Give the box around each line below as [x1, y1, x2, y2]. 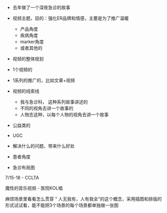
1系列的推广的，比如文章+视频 [12, 78, 75, 83]
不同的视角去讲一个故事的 [20, 105, 74, 111]
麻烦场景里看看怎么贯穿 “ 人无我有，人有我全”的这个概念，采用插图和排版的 [5, 196, 162, 202]
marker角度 [20, 39, 44, 45]
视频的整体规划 [12, 56, 44, 62]
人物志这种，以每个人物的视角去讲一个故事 [20, 112, 109, 118]
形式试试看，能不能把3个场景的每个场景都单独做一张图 [5, 202, 119, 208]
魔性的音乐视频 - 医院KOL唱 [5, 185, 63, 191]
